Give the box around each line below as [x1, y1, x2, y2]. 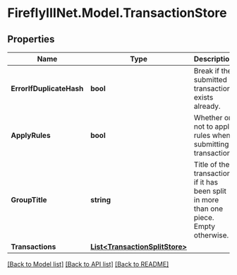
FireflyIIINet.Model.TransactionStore [7, 5, 227, 21]
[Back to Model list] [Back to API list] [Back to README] [7, 260, 169, 268]
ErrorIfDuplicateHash [11, 83, 84, 93]
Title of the [193, 160, 230, 169]
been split [193, 186, 227, 196]
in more [193, 195, 219, 204]
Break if [193, 66, 220, 76]
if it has [193, 177, 219, 187]
